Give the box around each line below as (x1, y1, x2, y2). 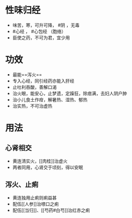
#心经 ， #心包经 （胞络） (12, 28, 66, 34)
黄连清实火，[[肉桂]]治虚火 (12, 158, 68, 164)
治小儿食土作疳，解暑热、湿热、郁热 (12, 96, 88, 103)
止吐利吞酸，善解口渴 (12, 84, 57, 90)
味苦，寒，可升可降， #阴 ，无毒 (12, 22, 80, 28)
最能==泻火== (12, 71, 42, 78)
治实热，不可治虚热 (12, 103, 53, 109)
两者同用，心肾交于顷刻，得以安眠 (12, 164, 83, 170)
